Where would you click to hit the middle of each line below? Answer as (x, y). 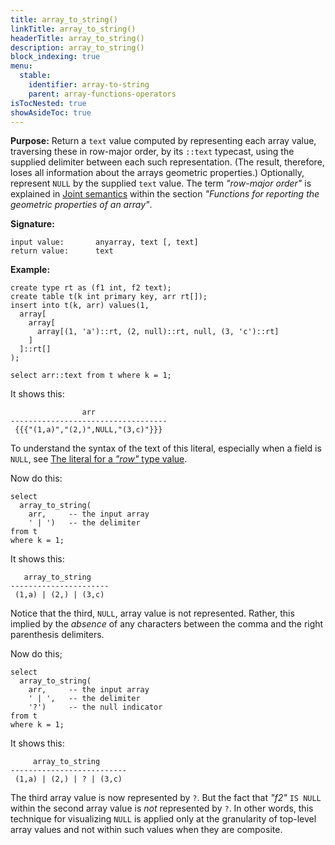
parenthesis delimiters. (57, 635)
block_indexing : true (55, 57)
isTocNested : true (48, 103)
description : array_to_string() (77, 47)
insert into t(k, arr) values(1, (80, 306)
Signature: (32, 224)
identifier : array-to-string (89, 85)
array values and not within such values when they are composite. (146, 830)
